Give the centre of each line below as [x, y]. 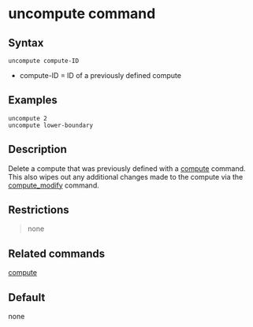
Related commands [56, 253]
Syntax [26, 43]
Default [27, 297]
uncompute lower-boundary [50, 125]
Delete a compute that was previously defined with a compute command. [127, 168]
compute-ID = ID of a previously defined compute [100, 75]
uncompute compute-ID [44, 61]
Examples [33, 100]
